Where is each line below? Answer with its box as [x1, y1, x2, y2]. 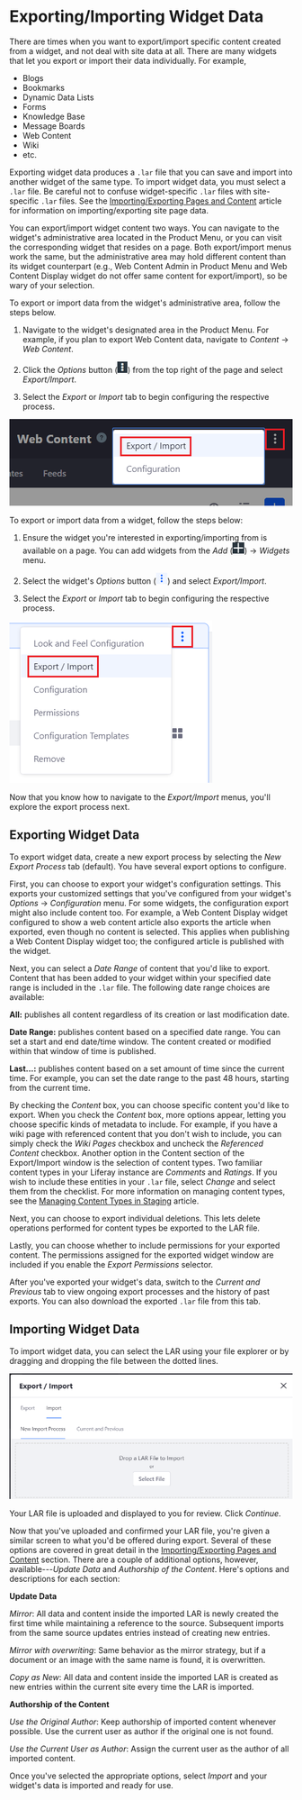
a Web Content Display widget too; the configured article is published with [9, 935, 285, 947]
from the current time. [9, 1082, 91, 1093]
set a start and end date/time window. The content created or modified [9, 1036, 271, 1047]
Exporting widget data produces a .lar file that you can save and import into [9, 167, 293, 177]
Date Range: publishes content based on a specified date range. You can [9, 1026, 281, 1037]
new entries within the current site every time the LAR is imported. [9, 1681, 254, 1692]
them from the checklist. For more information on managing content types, [9, 1186, 286, 1196]
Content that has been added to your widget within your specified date [9, 972, 271, 983]
